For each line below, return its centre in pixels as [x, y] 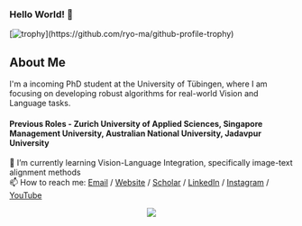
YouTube [26, 195]
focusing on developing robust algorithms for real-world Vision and [134, 94]
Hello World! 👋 [41, 14]
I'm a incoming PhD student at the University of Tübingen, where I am [138, 84]
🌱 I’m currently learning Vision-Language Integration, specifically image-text [151, 163]
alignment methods [45, 172]
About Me [37, 62]
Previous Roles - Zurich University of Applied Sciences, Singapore [136, 123]
